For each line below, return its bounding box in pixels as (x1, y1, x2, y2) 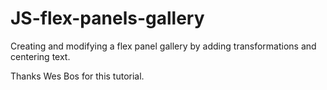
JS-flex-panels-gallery (10, 7, 205, 30)
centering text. (10, 50, 71, 62)
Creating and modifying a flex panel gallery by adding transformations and (10, 40, 317, 52)
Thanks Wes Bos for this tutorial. (10, 70, 145, 82)
